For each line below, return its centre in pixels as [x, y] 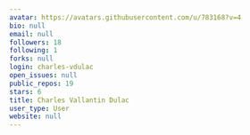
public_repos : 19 [42, 83]
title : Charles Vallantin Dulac [69, 100]
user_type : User [39, 108]
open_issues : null [43, 75]
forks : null [31, 59]
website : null [36, 116]
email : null [31, 34]
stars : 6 [25, 91]
